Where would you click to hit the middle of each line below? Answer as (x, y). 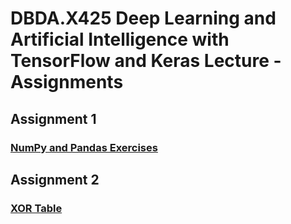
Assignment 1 (53, 118)
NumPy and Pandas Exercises (84, 147)
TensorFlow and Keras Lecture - (146, 61)
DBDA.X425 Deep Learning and (143, 18)
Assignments (67, 82)
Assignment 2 (55, 179)
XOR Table (36, 208)
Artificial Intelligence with (120, 39)
